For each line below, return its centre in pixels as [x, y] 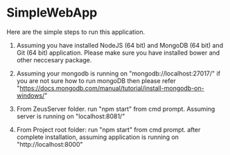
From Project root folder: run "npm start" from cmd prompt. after [108, 129]
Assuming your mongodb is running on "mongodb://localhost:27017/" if [118, 73]
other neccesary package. [54, 60]
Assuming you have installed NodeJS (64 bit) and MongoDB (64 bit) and [120, 45]
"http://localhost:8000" [50, 144]
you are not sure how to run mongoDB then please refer [96, 80]
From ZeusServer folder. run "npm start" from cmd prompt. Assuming [116, 109]
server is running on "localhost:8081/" [71, 116]
